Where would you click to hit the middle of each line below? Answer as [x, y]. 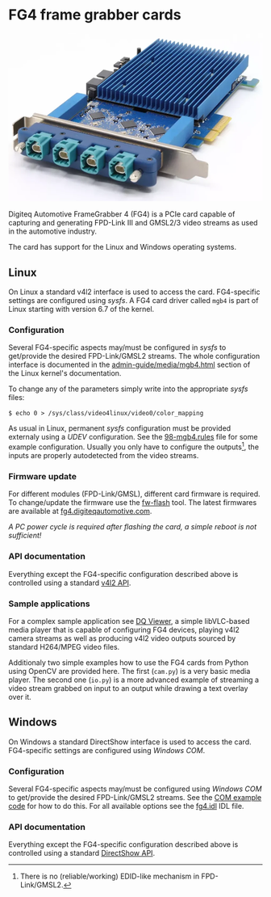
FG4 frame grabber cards [95, 15]
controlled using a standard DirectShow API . [82, 853]
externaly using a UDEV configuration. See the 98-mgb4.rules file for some [133, 437]
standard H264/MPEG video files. [64, 646]
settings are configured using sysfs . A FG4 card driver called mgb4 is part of [133, 301]
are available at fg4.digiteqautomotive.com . [80, 512]
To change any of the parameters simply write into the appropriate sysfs [128, 389]
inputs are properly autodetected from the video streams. [104, 456]
